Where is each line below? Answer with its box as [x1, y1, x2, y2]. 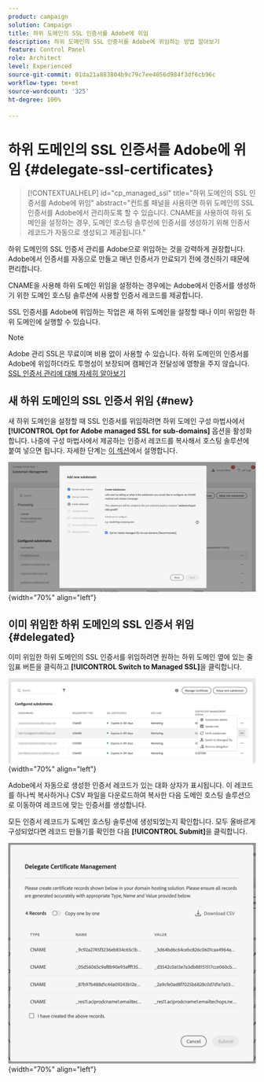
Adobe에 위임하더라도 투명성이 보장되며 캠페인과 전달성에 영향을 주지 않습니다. [8, 359, 250, 369]
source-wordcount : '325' [8, 87, 90, 95]
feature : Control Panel [8, 46, 86, 54]
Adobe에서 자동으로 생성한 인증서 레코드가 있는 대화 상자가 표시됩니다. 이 [8, 780, 233, 789]
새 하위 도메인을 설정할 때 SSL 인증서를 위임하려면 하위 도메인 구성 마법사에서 [8, 417, 245, 425]
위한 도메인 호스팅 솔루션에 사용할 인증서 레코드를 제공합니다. [16, 291, 203, 300]
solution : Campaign [8, 20, 72, 29]
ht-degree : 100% [8, 95, 61, 104]
